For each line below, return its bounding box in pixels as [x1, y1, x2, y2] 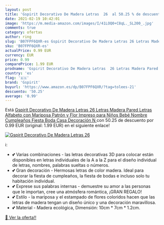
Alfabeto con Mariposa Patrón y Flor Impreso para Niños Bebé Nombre [5, 112, 147, 118]
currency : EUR [5, 52, 34, 58]
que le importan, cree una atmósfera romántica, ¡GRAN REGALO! [12, 189, 143, 195]
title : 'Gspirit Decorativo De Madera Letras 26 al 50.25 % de [5, 12, 141, 17]
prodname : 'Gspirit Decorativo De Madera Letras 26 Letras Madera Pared [5, 67, 159, 71]
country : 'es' [5, 71, 34, 76]
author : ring [5, 35, 32, 40]
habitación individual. [12, 178, 55, 184]
